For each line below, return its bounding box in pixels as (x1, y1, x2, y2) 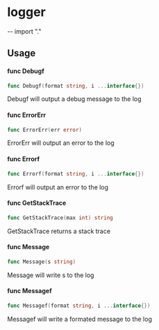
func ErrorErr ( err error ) (7, 126, 82, 133)
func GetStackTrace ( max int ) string (7, 214, 113, 221)
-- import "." (7, 27, 42, 36)
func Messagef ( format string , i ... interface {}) (7, 302, 151, 309)
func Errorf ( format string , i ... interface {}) (7, 170, 144, 178)
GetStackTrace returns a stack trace (7, 227, 111, 235)
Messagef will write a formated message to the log (7, 315, 153, 323)
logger (7, 4, 47, 20)
